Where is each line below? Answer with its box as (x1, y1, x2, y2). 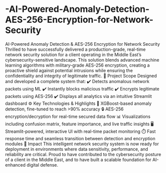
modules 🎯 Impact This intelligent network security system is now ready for (5, 141, 159, 147)
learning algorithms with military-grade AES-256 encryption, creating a (5, 62, 150, 68)
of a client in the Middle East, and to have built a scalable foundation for (5, 157, 152, 163)
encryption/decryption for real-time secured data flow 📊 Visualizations (5, 113, 151, 119)
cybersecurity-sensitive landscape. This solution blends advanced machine (5, 57, 160, 63)
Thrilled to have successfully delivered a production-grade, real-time (5, 46, 146, 52)
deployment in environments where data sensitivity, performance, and (5, 146, 149, 152)
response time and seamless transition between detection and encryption (5, 135, 156, 141)
